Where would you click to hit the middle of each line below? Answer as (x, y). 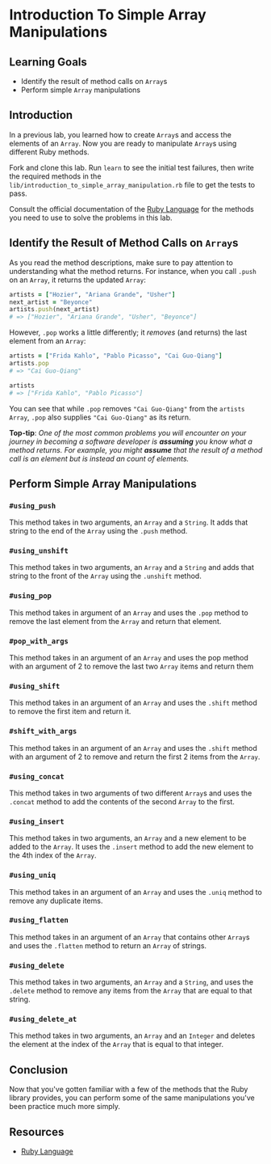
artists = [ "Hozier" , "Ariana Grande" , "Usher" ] (92, 294)
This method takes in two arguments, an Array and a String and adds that (132, 567)
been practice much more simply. (65, 1107)
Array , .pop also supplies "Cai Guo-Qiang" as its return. (100, 417)
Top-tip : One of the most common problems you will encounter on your (128, 432)
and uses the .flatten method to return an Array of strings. (108, 945)
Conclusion (39, 1070)
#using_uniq (33, 875)
